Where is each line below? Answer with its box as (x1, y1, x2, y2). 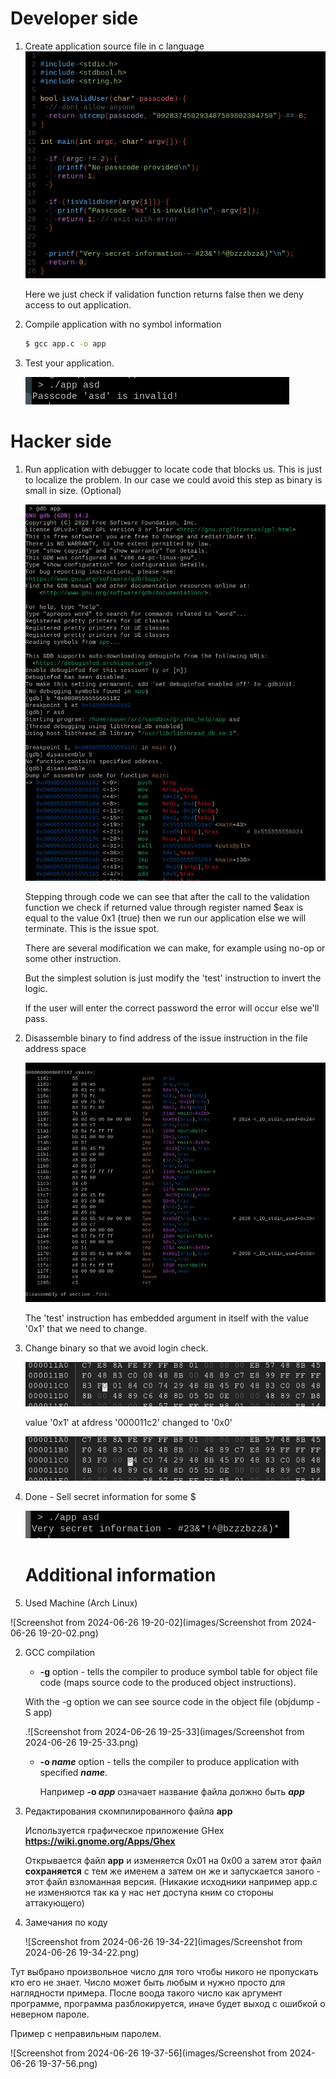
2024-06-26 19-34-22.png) (24, 1946, 140, 1958)
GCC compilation (24, 1646, 96, 1658)
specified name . (39, 1766, 108, 1778)
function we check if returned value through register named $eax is (24, 901, 304, 913)
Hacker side (10, 430, 112, 453)
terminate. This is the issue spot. (24, 922, 160, 934)
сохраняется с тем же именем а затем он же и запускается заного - (24, 1865, 322, 1877)
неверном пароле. (10, 2008, 90, 2020)
